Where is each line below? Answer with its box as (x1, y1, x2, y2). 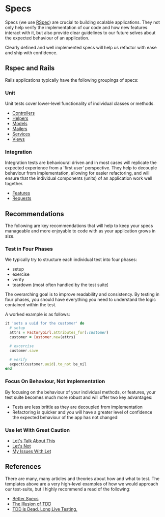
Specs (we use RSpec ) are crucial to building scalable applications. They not (5, 19, 160, 25)
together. (5, 181, 24, 187)
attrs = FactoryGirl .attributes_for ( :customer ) (9, 330, 109, 335)
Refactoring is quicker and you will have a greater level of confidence (12, 409, 153, 415)
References (5, 462, 41, 471)
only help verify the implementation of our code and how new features (5, 24, 148, 30)
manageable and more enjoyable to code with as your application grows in (5, 228, 156, 234)
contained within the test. (5, 302, 56, 308)
